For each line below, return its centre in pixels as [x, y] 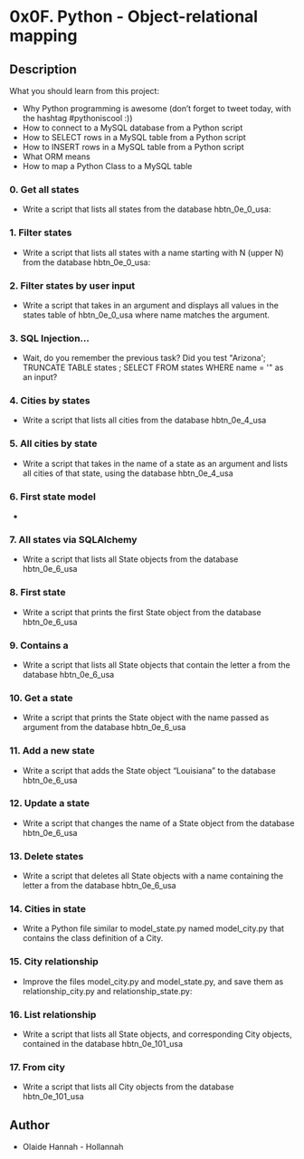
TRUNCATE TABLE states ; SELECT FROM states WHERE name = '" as [153, 367]
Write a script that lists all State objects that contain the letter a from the [157, 665]
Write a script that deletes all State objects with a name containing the [152, 876]
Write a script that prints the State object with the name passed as [146, 717]
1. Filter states [41, 233]
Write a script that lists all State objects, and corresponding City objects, [157, 1034]
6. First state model [53, 497]
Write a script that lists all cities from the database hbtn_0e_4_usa [144, 420]
